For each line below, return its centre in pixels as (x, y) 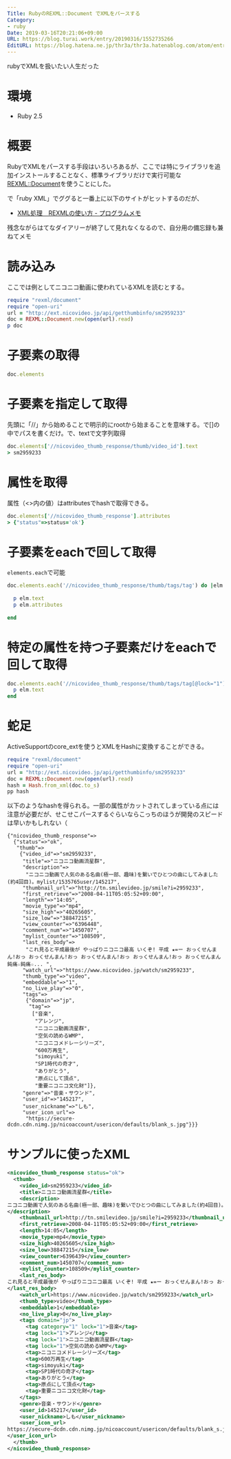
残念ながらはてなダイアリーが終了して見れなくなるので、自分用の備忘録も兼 (115, 228)
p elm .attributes (38, 605)
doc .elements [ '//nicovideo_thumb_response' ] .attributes (89, 516)
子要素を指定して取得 (67, 404)
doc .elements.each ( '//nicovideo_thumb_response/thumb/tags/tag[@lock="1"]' (118, 683)
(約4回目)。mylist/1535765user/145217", (64, 882)
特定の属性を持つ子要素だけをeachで (112, 647)
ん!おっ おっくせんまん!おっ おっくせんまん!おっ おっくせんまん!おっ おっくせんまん (114, 957)
